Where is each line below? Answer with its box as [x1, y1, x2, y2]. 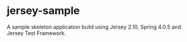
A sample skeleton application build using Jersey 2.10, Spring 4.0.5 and [7, 23, 181, 30]
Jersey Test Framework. [7, 29, 66, 36]
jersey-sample [7, 4, 80, 17]
